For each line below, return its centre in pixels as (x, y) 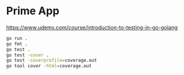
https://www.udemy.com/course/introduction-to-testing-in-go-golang (92, 27)
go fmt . (17, 44)
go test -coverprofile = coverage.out (52, 61)
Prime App (33, 11)
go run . (17, 38)
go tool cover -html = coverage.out (49, 66)
